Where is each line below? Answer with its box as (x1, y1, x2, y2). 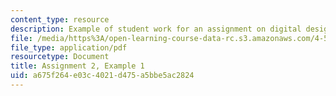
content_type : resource (10, 14, 110, 25)
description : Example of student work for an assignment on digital (10, 24, 302, 34)
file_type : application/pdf (10, 42, 128, 53)
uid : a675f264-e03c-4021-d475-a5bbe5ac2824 (10, 71, 195, 81)
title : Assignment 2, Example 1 (10, 61, 145, 71)
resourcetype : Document (10, 52, 110, 62)
